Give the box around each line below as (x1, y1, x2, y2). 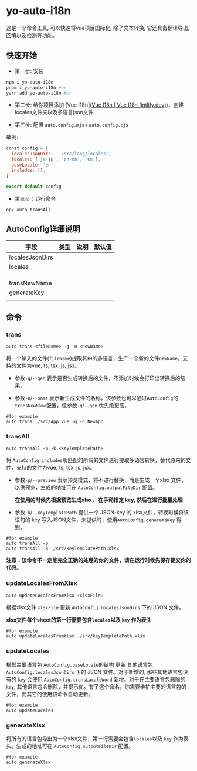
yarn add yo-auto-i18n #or (6, 90, 72, 96)
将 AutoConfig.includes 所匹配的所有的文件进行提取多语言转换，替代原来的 (6, 457, 186, 464)
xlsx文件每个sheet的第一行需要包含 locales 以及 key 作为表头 (6, 616, 152, 623)
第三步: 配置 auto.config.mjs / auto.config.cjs (14, 121, 129, 128)
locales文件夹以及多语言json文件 (14, 109, 94, 116)
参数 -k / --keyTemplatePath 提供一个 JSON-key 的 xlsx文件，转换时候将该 (14, 509, 189, 516)
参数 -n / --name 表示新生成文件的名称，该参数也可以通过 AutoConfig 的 (14, 394, 179, 401)
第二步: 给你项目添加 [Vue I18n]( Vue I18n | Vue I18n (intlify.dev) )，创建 (14, 101, 184, 108)
